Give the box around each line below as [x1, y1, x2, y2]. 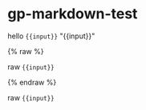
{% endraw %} [7, 77, 57, 87]
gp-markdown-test [7, 5, 138, 23]
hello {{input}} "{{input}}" [7, 31, 95, 41]
